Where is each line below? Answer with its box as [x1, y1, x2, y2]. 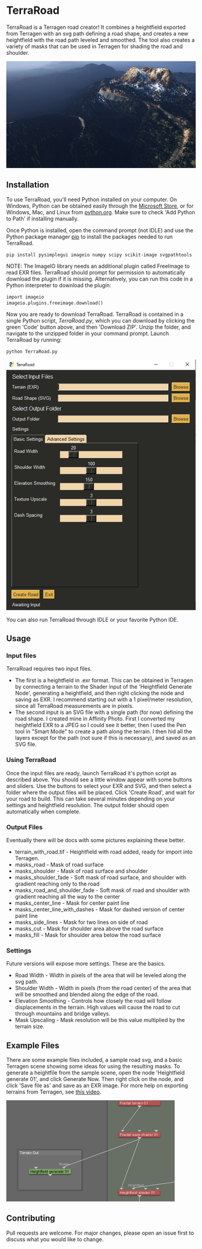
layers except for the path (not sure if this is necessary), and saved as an [14, 734, 196, 742]
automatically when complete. [6, 808, 81, 815]
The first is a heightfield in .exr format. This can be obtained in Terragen [14, 677, 194, 684]
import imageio [6, 294, 44, 300]
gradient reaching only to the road [14, 880, 100, 887]
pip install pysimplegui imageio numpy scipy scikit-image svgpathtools [6, 252, 192, 258]
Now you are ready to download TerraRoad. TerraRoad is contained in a [6, 311, 184, 318]
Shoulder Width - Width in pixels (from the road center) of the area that [14, 985, 191, 992]
